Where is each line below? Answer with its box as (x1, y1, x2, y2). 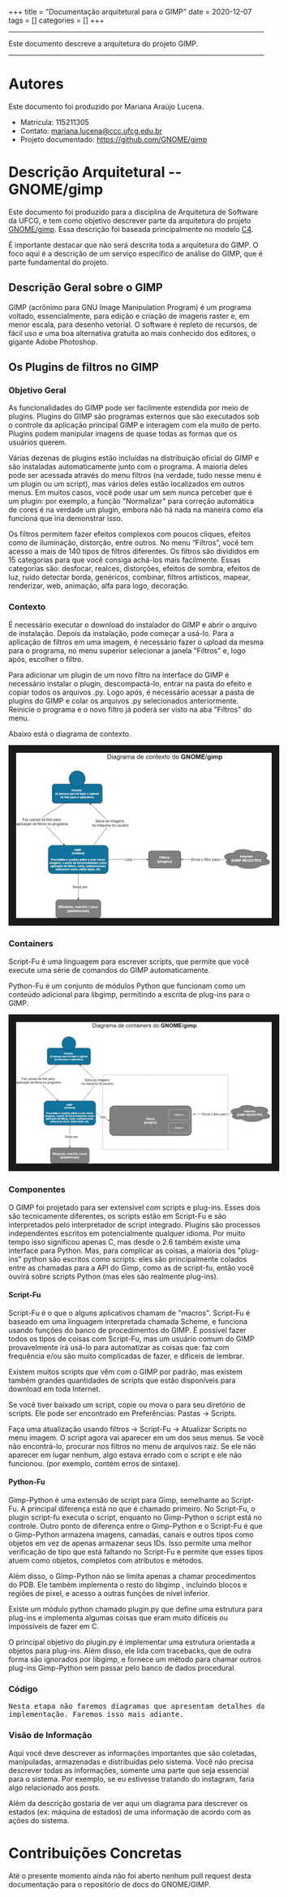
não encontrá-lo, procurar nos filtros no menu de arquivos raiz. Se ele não (8, 1441, 256, 1451)
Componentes (8, 1184, 67, 1195)
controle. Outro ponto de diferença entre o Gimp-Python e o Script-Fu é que (8, 1521, 263, 1531)
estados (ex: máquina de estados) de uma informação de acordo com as (8, 1807, 251, 1817)
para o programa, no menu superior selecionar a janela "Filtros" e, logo (8, 645, 246, 656)
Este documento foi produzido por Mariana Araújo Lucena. (8, 101, 204, 111)
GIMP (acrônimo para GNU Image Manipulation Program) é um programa (8, 302, 251, 312)
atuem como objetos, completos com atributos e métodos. (8, 1555, 204, 1565)
